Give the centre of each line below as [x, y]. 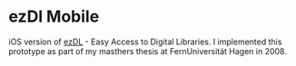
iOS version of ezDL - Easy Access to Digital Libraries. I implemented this [145, 42]
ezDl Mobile [54, 17]
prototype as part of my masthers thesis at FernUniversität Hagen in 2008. [148, 51]
